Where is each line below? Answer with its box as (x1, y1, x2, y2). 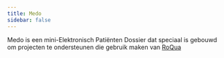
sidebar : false (7, 17, 51, 23)
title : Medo (7, 10, 42, 17)
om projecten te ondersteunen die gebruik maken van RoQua (7, 43, 182, 51)
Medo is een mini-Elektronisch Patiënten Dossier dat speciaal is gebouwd (7, 35, 217, 43)
